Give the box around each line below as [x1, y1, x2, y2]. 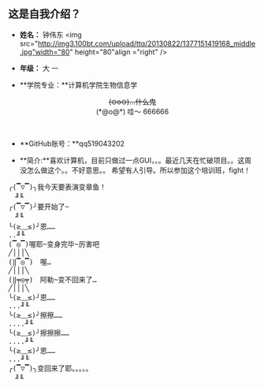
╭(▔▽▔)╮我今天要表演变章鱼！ [8, 182, 107, 192]
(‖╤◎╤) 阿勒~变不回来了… [8, 275, 97, 284]
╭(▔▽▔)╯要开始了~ [8, 202, 69, 211]
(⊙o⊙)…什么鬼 [108, 97, 157, 106]
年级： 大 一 [19, 63, 59, 73]
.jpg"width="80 [19, 47, 70, 57]
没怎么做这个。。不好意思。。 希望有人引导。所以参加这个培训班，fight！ [19, 165, 251, 175]
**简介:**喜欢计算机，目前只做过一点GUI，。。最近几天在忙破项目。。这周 [19, 155, 252, 165]
